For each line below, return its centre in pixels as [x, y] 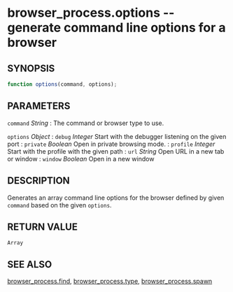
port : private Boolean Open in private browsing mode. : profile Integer [111, 144]
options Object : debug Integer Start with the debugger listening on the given [117, 136]
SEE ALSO [30, 264]
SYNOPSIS [31, 68]
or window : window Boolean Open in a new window [81, 159]
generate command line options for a [116, 28]
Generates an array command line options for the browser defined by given [116, 198]
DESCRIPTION [38, 181]
